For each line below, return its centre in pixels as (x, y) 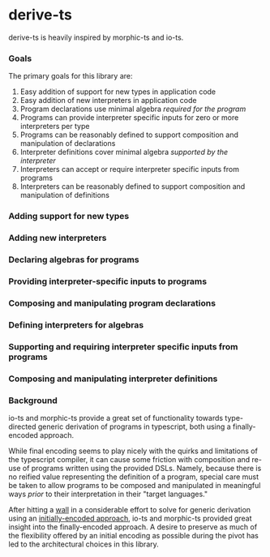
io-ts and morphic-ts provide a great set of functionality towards (116, 418)
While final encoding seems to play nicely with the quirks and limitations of (133, 451)
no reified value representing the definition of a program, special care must (134, 477)
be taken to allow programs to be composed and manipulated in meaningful (135, 485)
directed (22, 426)
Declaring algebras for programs (74, 259)
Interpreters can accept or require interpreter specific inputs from (129, 169)
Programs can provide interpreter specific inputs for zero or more (129, 118)
